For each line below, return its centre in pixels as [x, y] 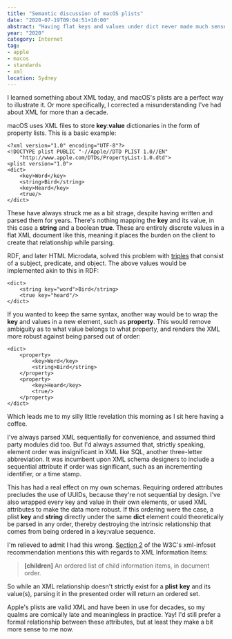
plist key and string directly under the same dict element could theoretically [116, 517]
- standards [24, 65]
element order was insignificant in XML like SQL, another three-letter [105, 452]
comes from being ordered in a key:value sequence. [81, 532]
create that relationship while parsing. [61, 242]
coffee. [17, 424]
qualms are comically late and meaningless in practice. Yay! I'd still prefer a [114, 615]
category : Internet [35, 39]
